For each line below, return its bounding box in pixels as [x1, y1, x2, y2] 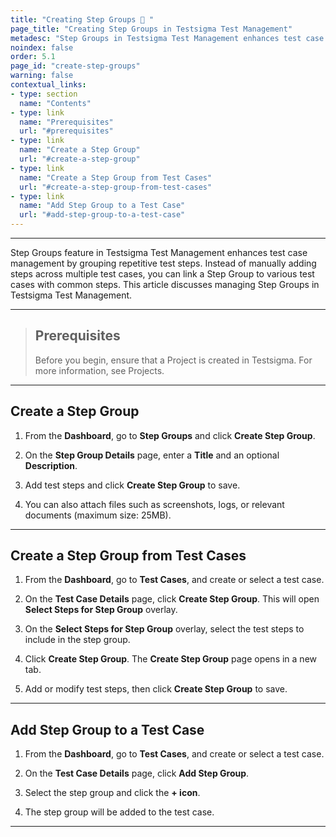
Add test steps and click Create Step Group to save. [24, 479, 241, 491]
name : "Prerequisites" [19, 117, 114, 127]
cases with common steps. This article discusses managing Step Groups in [10, 279, 320, 290]
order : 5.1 [10, 52, 56, 62]
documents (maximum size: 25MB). [24, 509, 172, 521]
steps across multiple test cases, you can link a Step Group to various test [10, 268, 315, 280]
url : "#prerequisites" [19, 126, 114, 136]
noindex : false [10, 42, 74, 53]
